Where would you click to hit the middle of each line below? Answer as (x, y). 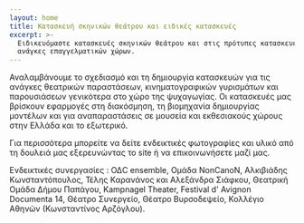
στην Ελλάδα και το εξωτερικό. (69, 126)
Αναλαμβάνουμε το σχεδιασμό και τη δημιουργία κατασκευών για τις (140, 77)
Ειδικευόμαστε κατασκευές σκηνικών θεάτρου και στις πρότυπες (137, 43)
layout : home (34, 18)
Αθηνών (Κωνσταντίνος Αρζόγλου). (77, 208)
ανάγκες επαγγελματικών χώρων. (76, 52)
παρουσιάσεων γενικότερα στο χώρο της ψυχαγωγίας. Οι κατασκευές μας (151, 97)
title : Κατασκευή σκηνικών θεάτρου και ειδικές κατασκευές (123, 26)
